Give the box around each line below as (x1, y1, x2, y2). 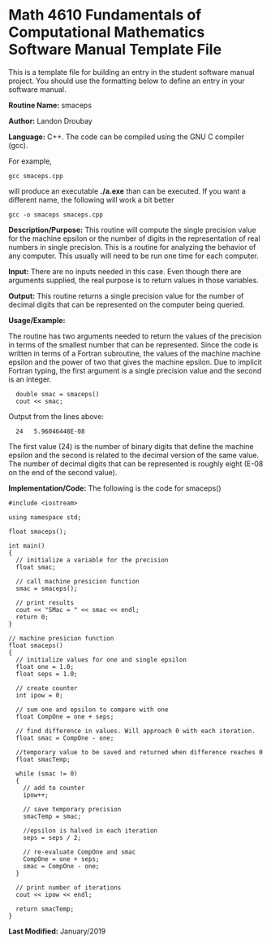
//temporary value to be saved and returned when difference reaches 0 (15, 748, 264, 756)
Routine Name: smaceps (8, 100, 92, 110)
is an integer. (8, 374, 52, 384)
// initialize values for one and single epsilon (15, 655, 187, 664)
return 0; (15, 613, 49, 621)
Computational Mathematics (8, 23, 205, 42)
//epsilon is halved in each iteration (23, 826, 158, 835)
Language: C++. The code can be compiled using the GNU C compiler (8, 132, 245, 142)
